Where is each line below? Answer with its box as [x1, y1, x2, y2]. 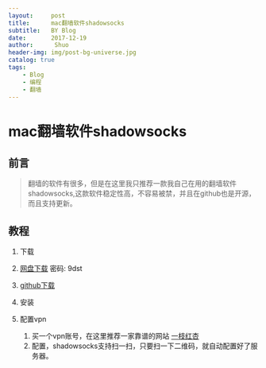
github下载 [19, 281, 56, 290]
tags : [8, 64, 26, 72]
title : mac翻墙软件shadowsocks [8, 19, 125, 27]
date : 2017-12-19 [8, 33, 87, 42]
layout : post [8, 11, 66, 20]
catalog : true [8, 56, 56, 64]
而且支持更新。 [27, 199, 77, 208]
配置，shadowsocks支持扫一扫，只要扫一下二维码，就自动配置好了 [31, 341, 252, 351]
